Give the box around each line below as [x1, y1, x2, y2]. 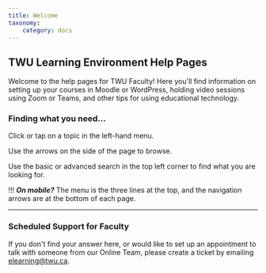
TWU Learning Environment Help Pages [8, 55, 208, 69]
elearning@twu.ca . [8, 256, 70, 265]
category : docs [22, 26, 73, 34]
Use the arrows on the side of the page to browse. [8, 146, 173, 156]
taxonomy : [8, 19, 41, 27]
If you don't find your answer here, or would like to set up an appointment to [8, 239, 256, 248]
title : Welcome [8, 11, 59, 20]
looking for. [8, 170, 45, 180]
